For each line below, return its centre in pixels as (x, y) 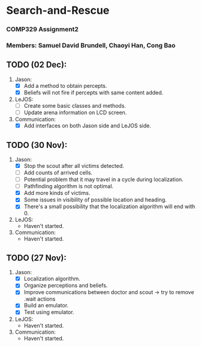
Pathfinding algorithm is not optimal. (69, 186)
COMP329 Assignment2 (43, 29)
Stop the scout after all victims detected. (74, 165)
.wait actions (40, 299)
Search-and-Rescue (58, 11)
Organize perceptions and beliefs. (66, 286)
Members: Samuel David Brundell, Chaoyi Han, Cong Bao (91, 46)
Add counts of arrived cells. (58, 173)
